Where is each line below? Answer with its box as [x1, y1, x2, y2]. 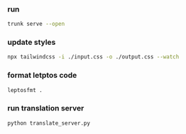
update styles [7, 37, 56, 47]
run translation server [7, 103, 84, 113]
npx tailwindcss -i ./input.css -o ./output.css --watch [7, 53, 180, 61]
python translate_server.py [7, 119, 91, 127]
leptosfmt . [7, 86, 43, 93]
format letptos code [7, 71, 77, 81]
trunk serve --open [7, 21, 65, 28]
